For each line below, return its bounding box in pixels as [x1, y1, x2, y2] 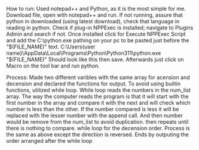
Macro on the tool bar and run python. [6, 62, 100, 69]
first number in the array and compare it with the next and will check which [6, 99, 191, 106]
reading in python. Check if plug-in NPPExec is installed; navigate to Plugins [6, 24, 194, 31]
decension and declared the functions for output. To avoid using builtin [6, 80, 181, 87]
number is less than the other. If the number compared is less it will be [6, 106, 179, 112]
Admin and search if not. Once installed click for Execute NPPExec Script [6, 30, 186, 38]
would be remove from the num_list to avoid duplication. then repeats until [6, 118, 189, 125]
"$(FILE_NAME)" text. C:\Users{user [6, 43, 96, 50]
